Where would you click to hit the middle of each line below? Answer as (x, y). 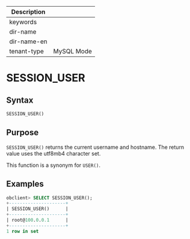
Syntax (20, 100)
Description (28, 12)
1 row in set (23, 231)
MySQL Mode (72, 51)
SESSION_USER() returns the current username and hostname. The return (95, 147)
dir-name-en (29, 41)
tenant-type (26, 51)
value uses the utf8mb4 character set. (54, 153)
